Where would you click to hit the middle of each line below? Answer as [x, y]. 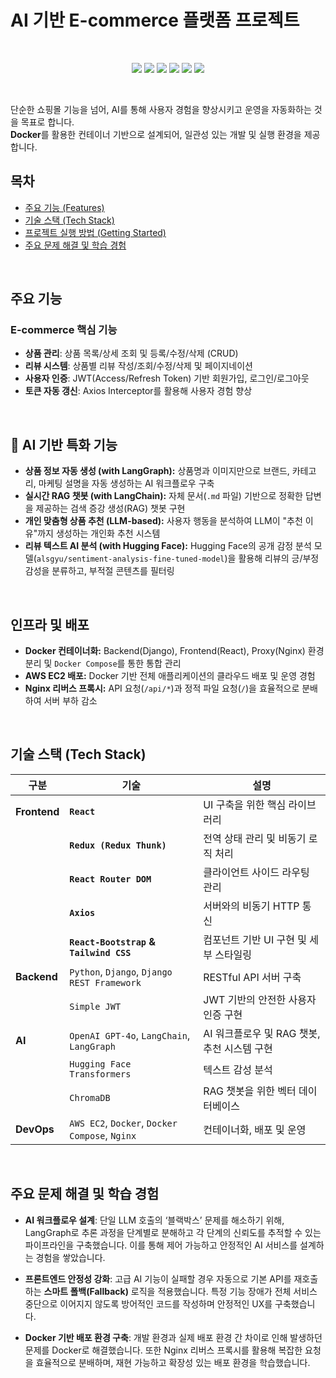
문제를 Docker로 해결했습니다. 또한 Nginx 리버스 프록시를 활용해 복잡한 [163, 1350]
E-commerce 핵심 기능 [64, 330]
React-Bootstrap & [113, 941]
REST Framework [105, 982]
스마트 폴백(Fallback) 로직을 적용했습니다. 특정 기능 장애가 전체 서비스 [180, 1291]
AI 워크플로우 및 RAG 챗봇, [262, 1033]
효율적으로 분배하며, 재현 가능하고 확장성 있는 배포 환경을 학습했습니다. [173, 1362]
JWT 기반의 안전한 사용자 [260, 999]
